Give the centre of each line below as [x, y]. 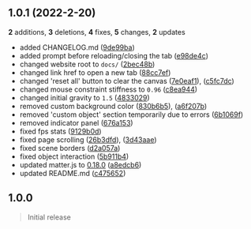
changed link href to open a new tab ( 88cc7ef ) [95, 72]
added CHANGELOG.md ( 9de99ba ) [77, 47]
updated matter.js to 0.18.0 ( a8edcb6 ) [81, 164]
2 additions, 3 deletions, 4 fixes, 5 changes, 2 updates [97, 32]
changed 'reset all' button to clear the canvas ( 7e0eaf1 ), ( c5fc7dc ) [127, 81]
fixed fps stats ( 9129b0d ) [60, 131]
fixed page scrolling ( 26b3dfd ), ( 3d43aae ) [88, 139]
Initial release [49, 217]
